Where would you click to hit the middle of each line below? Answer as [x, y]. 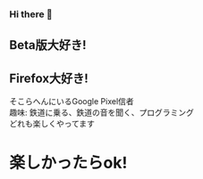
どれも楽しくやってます [52, 124]
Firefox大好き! [49, 78]
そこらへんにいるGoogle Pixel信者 [72, 102]
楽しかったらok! [68, 163]
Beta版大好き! [48, 45]
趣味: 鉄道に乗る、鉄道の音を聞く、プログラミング [101, 113]
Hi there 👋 [31, 14]
